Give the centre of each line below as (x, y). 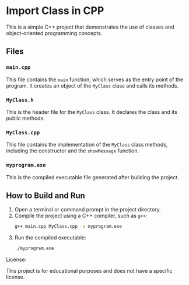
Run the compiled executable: (50, 238)
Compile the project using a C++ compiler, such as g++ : (81, 216)
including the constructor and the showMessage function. (72, 151)
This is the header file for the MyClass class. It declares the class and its (92, 112)
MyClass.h (20, 100)
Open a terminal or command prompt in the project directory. (88, 210)
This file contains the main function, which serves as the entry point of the (95, 79)
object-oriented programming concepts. (54, 33)
